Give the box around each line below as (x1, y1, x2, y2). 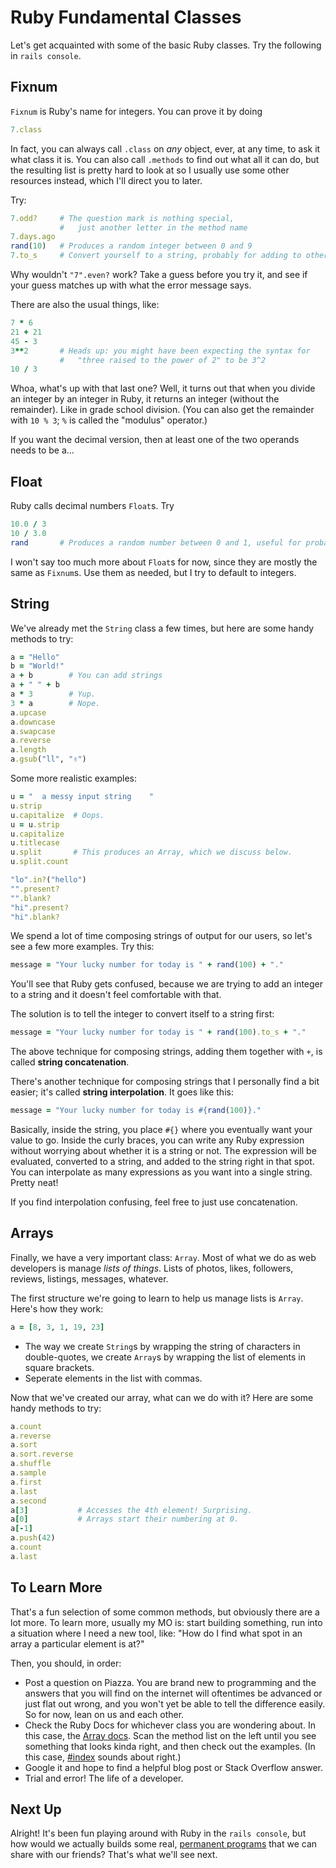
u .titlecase (10, 838, 60, 848)
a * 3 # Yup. (10, 689, 97, 699)
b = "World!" (10, 661, 65, 671)
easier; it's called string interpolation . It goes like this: (10, 1086, 234, 1098)
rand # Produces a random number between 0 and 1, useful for (10, 537, 302, 548)
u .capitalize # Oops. (10, 810, 105, 820)
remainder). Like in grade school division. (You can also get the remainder (10, 404, 315, 416)
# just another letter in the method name (59, 222, 248, 233)
